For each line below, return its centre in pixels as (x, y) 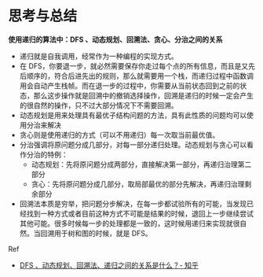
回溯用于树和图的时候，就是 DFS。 (97, 233)
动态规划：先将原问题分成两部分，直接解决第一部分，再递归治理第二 (141, 164)
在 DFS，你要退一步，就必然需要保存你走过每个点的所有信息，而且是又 (134, 66)
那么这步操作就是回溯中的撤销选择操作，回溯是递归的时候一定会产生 (143, 95)
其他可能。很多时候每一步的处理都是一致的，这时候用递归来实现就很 (130, 223)
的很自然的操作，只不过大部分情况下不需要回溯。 (99, 105)
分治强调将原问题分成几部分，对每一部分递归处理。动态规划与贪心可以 (133, 144)
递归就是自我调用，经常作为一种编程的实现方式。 (99, 56)
